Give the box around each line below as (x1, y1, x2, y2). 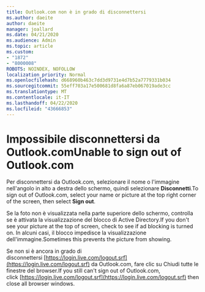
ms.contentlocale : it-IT (6, 94, 70, 100)
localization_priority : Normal (6, 72, 86, 78)
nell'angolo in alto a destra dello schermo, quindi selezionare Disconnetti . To (6, 185, 199, 192)
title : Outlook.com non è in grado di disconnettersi (6, 9, 147, 15)
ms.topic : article (6, 43, 53, 50)
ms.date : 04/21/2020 (6, 32, 59, 38)
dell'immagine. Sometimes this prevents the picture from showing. (6, 236, 172, 243)
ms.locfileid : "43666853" (6, 105, 72, 112)
